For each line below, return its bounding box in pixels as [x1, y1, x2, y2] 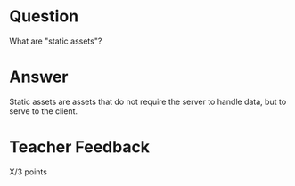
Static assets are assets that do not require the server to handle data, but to [9, 96, 287, 107]
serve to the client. [9, 105, 78, 117]
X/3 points [9, 166, 47, 177]
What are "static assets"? [9, 36, 102, 46]
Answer [9, 67, 69, 87]
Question [9, 6, 78, 27]
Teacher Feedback [9, 137, 150, 158]
